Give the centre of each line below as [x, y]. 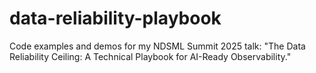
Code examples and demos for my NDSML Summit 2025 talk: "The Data [157, 46]
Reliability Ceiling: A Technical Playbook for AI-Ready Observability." [150, 56]
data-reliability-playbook [115, 18]
